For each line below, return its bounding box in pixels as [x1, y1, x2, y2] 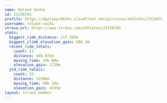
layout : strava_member [4, 90, 52, 95]
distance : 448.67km [13, 53, 54, 58]
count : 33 [13, 72, 34, 77]
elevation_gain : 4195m [13, 85, 61, 91]
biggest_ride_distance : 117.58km [9, 35, 79, 40]
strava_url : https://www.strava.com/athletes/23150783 [4, 26, 121, 31]
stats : [4, 30, 18, 35]
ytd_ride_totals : [9, 67, 45, 72]
